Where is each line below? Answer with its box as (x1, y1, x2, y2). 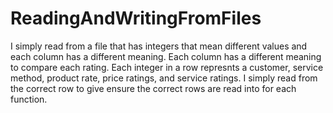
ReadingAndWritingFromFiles (10, 7, 262, 30)
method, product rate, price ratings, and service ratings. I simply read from (10, 72, 318, 84)
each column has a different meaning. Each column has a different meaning (10, 50, 322, 62)
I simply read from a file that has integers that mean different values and (10, 40, 308, 52)
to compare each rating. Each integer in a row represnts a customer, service (10, 61, 324, 73)
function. (10, 93, 48, 105)
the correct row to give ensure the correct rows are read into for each (10, 82, 297, 94)
